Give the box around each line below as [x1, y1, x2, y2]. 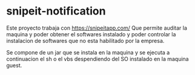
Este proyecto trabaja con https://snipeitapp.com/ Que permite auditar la [6, 24, 188, 31]
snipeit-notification [6, 4, 106, 18]
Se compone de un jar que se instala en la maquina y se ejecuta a [6, 48, 170, 56]
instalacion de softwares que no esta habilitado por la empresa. [6, 37, 165, 44]
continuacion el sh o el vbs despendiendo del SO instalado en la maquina [6, 55, 189, 62]
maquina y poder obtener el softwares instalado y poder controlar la [6, 30, 176, 37]
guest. [6, 62, 22, 69]
